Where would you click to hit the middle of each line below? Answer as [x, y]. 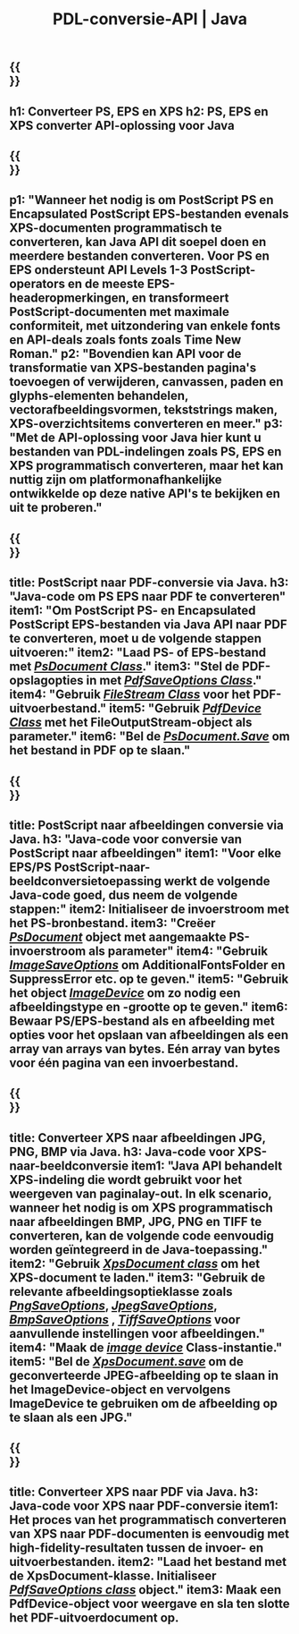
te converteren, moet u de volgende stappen [135, 638]
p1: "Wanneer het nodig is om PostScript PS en [141, 200]
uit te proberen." [56, 508]
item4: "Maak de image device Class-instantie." [146, 1347]
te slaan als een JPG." [71, 1417]
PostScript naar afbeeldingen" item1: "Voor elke [145, 853]
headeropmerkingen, [69, 298]
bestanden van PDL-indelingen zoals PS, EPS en [145, 452]
